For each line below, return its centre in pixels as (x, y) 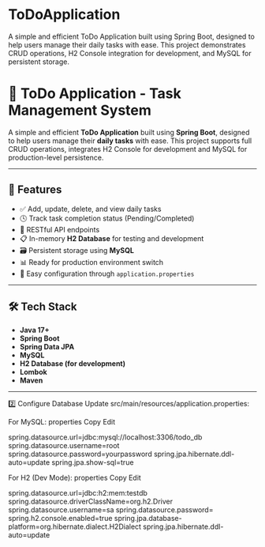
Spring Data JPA (47, 346)
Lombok (33, 372)
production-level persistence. (56, 157)
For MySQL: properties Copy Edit (62, 421)
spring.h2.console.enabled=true (60, 518)
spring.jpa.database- (148, 518)
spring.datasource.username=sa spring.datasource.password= (111, 509)
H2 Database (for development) (73, 363)
